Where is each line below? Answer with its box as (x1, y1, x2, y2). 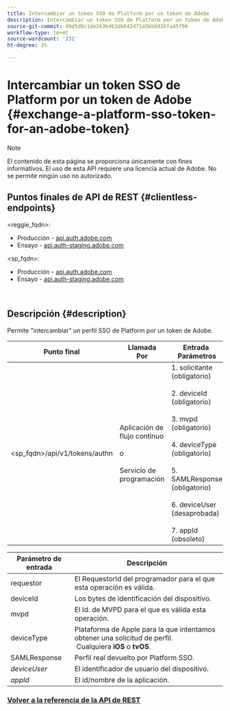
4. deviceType (170, 439, 217, 449)
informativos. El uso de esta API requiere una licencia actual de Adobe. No (7, 164, 217, 172)
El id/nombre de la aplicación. (74, 675, 170, 684)
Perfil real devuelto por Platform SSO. (74, 653, 195, 662)
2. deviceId (170, 388, 207, 398)
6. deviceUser (170, 500, 217, 509)
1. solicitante (170, 363, 213, 372)
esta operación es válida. (74, 582, 155, 592)
